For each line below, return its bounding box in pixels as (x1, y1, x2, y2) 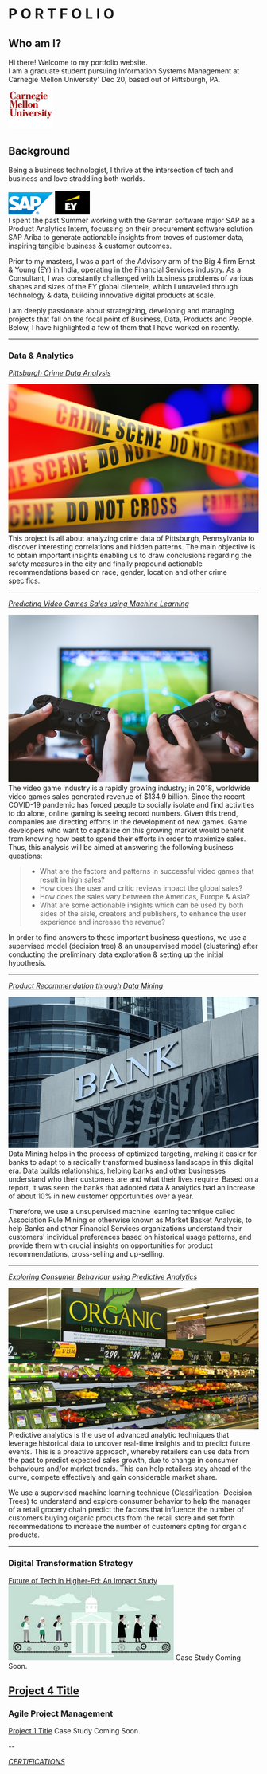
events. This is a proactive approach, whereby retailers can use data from (8, 1447, 250, 1457)
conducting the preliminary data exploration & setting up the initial (8, 950, 224, 959)
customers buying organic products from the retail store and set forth (8, 1513, 236, 1523)
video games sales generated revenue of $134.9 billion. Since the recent (8, 792, 246, 801)
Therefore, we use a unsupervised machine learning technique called (8, 1206, 236, 1216)
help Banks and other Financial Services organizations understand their (8, 1223, 242, 1233)
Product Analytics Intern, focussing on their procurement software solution (8, 224, 253, 234)
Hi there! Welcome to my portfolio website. (8, 57, 149, 67)
